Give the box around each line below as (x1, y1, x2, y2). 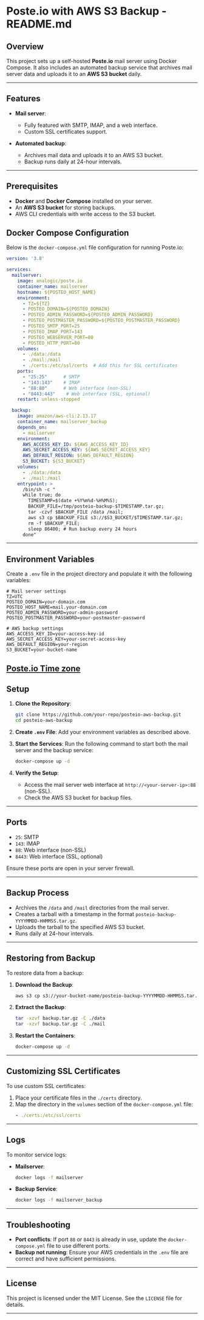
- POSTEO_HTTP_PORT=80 (22, 340, 80, 346)
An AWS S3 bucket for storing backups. (15, 203, 116, 211)
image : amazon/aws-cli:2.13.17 (17, 413, 97, 420)
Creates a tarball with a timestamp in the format (15, 910, 135, 917)
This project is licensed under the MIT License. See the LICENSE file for (6, 1294, 182, 1302)
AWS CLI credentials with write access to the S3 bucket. (15, 210, 156, 217)
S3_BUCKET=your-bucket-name (6, 647, 78, 653)
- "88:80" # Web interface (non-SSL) (22, 385, 132, 391)
